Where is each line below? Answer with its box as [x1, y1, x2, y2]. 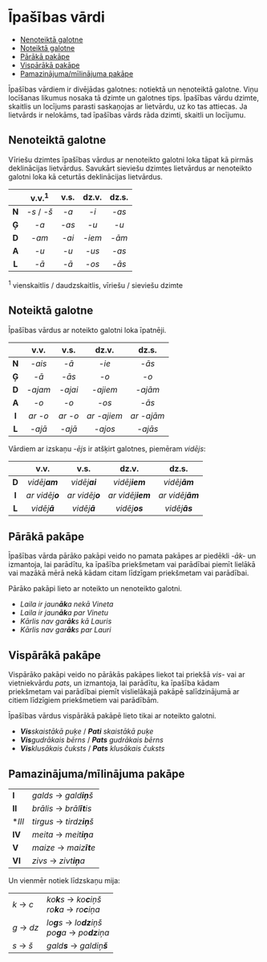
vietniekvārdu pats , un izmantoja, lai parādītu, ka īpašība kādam [8, 678, 220, 688]
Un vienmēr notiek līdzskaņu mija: [8, 875, 120, 885]
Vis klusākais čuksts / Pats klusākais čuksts [19, 744, 165, 754]
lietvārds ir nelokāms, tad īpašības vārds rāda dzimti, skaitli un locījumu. [8, 109, 246, 120]
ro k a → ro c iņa [47, 903, 100, 915]
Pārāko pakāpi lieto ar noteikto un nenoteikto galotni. [8, 584, 183, 594]
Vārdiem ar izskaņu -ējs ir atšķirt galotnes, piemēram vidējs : [8, 443, 206, 454]
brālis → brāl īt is [31, 803, 92, 814]
